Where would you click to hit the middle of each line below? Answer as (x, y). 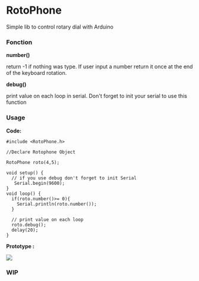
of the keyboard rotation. (37, 73)
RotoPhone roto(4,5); (33, 162)
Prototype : (20, 246)
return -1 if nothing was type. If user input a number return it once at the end (99, 67)
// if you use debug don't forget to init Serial (74, 178)
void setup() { (25, 173)
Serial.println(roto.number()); (57, 204)
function (16, 102)
